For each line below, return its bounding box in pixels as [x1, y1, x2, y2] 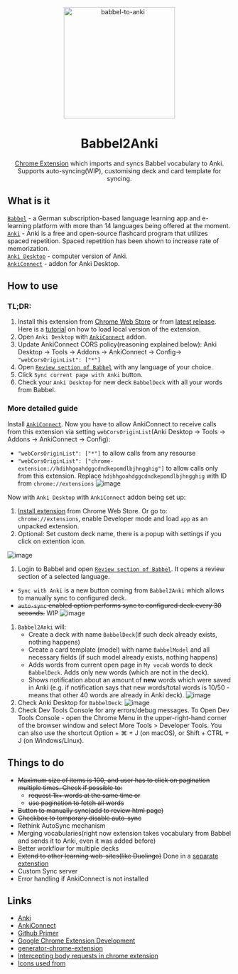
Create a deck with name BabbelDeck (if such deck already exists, [28, 630, 218, 638]
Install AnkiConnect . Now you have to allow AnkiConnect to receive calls [7, 419, 217, 428]
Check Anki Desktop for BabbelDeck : [17, 698, 123, 707]
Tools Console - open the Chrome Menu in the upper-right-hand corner [17, 713, 227, 722]
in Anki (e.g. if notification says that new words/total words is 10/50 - [28, 683, 229, 692]
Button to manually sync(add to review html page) [17, 806, 164, 814]
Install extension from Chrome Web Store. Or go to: [17, 506, 168, 515]
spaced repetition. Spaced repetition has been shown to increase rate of [7, 236, 220, 245]
